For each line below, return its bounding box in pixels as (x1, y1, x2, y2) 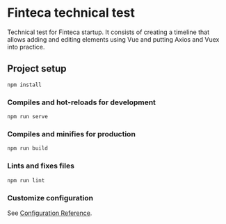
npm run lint (7, 177, 45, 184)
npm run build (7, 145, 49, 152)
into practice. (7, 42, 45, 51)
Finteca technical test (7, 5, 136, 21)
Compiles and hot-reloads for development (7, 97, 156, 107)
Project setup (7, 63, 67, 74)
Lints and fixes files (7, 161, 75, 171)
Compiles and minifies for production (7, 129, 136, 138)
